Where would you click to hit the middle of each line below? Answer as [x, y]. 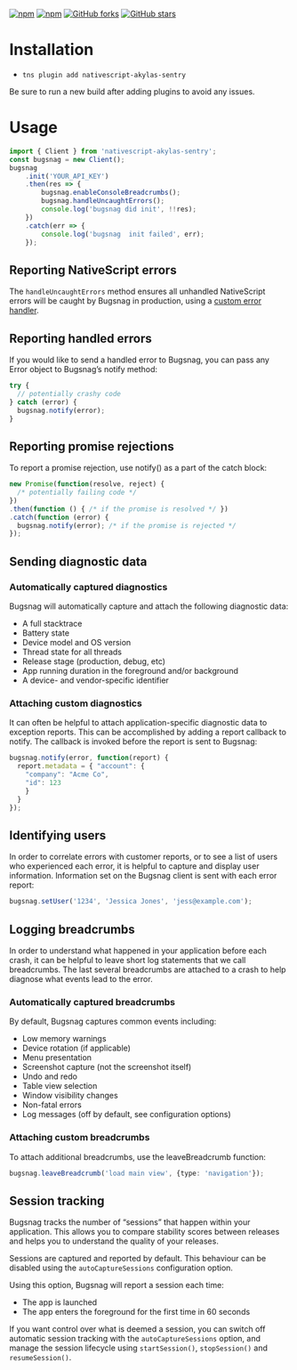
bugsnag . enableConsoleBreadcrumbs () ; [111, 193]
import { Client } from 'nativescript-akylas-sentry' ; [113, 151]
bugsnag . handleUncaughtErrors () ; [103, 201]
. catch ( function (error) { [59, 517]
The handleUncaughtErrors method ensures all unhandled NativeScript [137, 292]
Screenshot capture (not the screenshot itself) [107, 1067]
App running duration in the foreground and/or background [130, 671]
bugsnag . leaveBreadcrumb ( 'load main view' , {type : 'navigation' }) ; [137, 1173]
